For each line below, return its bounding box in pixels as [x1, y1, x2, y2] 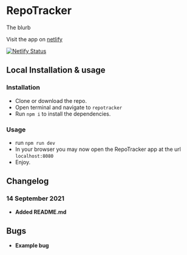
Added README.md [15, 208, 67, 215]
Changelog [6, 176, 49, 186]
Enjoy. [15, 158, 31, 166]
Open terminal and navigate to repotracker [15, 103, 123, 111]
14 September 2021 [6, 194, 65, 203]
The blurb [6, 24, 31, 31]
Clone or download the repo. [15, 97, 87, 104]
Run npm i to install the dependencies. [15, 110, 111, 117]
